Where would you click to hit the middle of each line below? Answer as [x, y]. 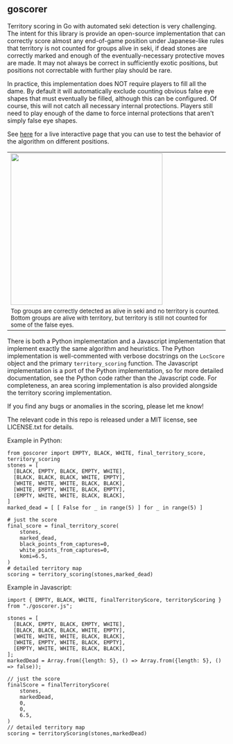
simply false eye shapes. [42, 120]
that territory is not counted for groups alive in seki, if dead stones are [107, 48]
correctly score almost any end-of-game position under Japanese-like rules [115, 41]
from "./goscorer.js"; [40, 606]
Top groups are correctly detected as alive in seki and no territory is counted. [115, 311]
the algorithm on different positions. [58, 141]
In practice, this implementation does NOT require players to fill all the [107, 83]
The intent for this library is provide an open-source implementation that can [116, 33]
